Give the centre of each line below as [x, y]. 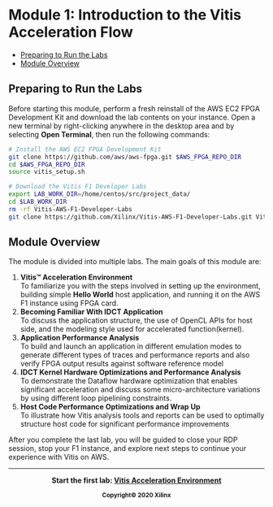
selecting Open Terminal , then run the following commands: [109, 134]
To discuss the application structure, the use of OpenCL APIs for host [136, 321]
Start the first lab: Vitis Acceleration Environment [136, 480]
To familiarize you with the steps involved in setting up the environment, [141, 286]
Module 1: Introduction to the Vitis [125, 15]
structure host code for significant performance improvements [125, 424]
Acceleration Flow [71, 32]
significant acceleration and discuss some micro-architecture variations [140, 390]
